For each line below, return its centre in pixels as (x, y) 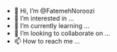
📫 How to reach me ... (47, 41)
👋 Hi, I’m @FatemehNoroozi (54, 11)
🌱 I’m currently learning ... (52, 26)
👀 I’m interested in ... (44, 18)
